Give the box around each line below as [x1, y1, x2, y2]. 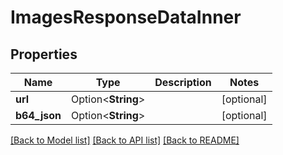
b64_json [15, 109, 62, 122]
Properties [10, 46, 78, 63]
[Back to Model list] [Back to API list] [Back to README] [10, 134, 240, 146]
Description [154, 76, 212, 89]
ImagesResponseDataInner [10, 6, 242, 29]
